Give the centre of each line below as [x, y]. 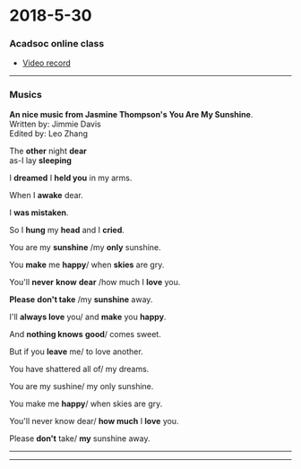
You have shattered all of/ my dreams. [79, 369]
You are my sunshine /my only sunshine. [85, 247]
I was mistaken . [39, 213]
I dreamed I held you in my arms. [71, 178]
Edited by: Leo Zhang [48, 133]
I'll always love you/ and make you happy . [88, 317]
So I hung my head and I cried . [67, 230]
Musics [26, 95]
